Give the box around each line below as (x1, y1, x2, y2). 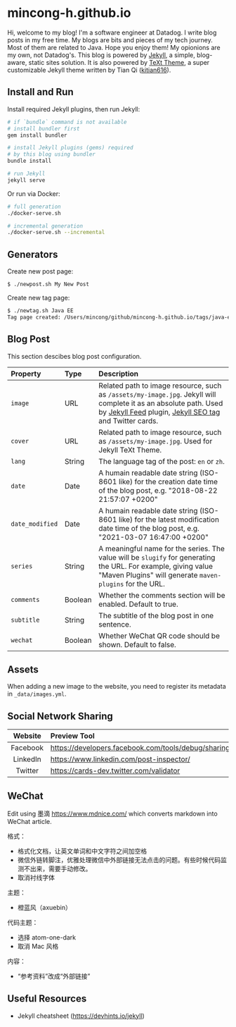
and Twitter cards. (98, 416, 159, 426)
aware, (7, 58, 27, 66)
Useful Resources (7, 992, 87, 1005)
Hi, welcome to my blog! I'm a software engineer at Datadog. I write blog (7, 28, 217, 37)
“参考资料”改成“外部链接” (17, 971, 91, 980)
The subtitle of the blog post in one (98, 610, 214, 620)
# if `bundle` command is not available (7, 118, 128, 125)
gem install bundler (7, 132, 68, 139)
